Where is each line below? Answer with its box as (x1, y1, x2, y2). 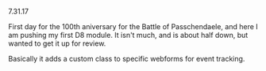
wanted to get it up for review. (8, 39, 106, 48)
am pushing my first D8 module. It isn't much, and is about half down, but (8, 31, 249, 39)
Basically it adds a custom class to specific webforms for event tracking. (8, 54, 245, 63)
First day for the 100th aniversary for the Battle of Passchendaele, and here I (8, 22, 258, 31)
